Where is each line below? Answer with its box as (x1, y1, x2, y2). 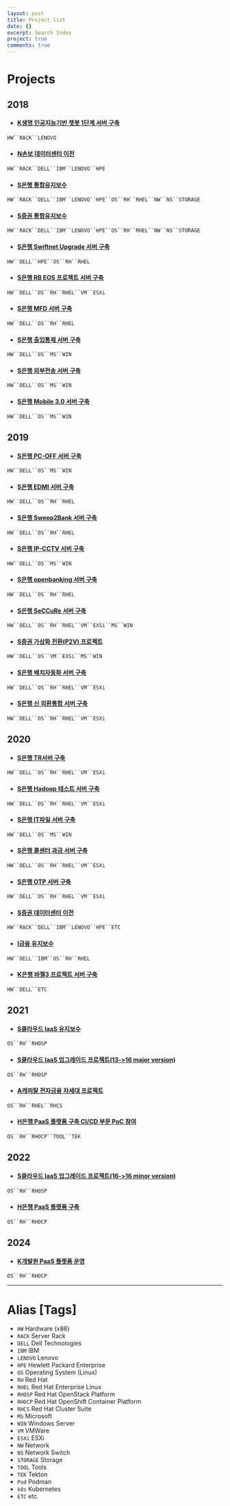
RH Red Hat (16, 1376, 48, 1384)
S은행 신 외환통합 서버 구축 (16, 699, 88, 707)
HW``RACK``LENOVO (7, 134, 57, 141)
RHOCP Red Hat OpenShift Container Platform (16, 1398, 142, 1406)
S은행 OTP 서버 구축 (16, 878, 71, 886)
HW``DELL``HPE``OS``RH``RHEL (7, 258, 90, 265)
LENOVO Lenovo (16, 1354, 59, 1362)
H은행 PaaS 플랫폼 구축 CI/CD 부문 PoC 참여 (16, 1118, 137, 1126)
